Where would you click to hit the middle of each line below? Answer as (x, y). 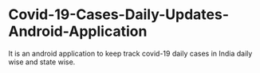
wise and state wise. (42, 62)
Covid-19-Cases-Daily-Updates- (119, 15)
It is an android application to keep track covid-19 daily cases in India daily (130, 53)
